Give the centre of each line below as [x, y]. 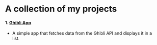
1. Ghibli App [18, 22]
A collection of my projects [61, 9]
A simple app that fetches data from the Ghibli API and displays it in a [82, 33]
